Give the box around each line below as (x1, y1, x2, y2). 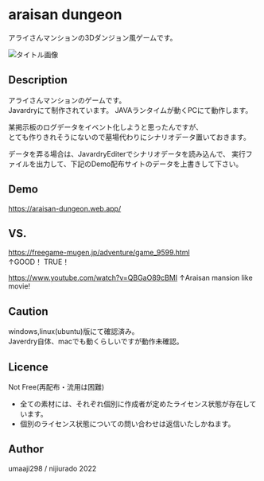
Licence (8, 360, 49, 374)
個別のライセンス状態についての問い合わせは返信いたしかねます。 (19, 419, 235, 429)
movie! (8, 281, 30, 291)
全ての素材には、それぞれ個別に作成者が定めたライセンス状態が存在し (19, 399, 250, 409)
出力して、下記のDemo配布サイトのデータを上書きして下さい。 (35, 159, 243, 169)
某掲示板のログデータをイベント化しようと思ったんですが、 (8, 122, 204, 132)
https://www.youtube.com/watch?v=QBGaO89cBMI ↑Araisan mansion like (8, 273, 253, 283)
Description (8, 73, 68, 87)
